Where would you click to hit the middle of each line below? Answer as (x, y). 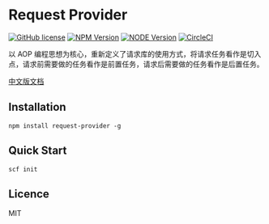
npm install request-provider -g (65, 126)
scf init (23, 169)
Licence (29, 194)
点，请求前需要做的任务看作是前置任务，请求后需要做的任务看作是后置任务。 (136, 64)
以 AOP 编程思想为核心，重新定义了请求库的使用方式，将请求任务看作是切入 (135, 53)
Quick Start (38, 151)
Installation (37, 107)
